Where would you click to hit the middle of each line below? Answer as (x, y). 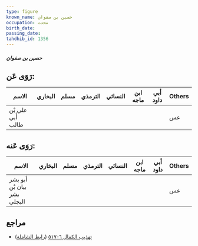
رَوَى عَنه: (21, 146)
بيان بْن (18, 187)
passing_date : (24, 34)
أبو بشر (18, 179)
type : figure (22, 11)
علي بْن (18, 110)
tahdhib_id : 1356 (27, 39)
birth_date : (21, 28)
